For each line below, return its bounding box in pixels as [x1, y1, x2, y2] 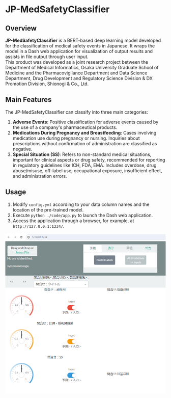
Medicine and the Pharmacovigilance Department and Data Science [5, 70, 148, 76]
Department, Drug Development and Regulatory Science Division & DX [5, 75, 153, 81]
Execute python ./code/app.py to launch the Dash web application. [12, 212, 153, 218]
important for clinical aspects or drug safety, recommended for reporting [12, 156, 165, 163]
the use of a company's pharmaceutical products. [12, 124, 118, 130]
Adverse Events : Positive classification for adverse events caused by [12, 119, 159, 125]
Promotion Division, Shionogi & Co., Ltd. [5, 81, 89, 87]
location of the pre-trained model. [12, 206, 84, 213]
